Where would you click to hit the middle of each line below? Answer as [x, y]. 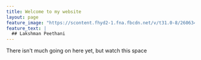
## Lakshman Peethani [39, 34]
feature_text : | [26, 28]
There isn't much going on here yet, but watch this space [77, 50]
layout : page [22, 17]
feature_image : [25, 23]
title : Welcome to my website [44, 12]
